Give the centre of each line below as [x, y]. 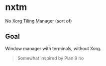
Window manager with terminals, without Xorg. [53, 48]
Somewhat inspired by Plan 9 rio [51, 58]
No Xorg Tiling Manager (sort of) [39, 21]
